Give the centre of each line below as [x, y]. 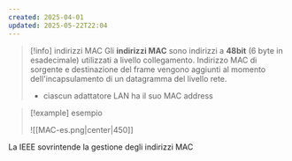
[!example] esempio [66, 113]
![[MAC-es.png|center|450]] [81, 129]
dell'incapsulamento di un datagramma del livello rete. [128, 78]
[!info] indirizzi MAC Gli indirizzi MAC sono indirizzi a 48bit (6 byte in [157, 50]
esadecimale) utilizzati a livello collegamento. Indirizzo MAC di [143, 60]
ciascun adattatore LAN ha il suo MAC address [128, 95]
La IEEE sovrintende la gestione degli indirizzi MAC [101, 147]
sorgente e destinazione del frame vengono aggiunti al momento [148, 69]
